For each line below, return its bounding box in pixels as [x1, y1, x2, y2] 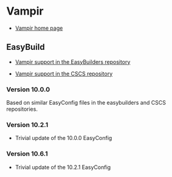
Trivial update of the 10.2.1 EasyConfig [15, 163, 111, 171]
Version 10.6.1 [6, 150, 49, 158]
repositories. [6, 105, 38, 113]
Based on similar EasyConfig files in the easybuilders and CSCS [6, 99, 166, 106]
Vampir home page [15, 24, 63, 32]
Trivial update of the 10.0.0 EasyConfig [15, 134, 112, 142]
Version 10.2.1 [6, 120, 49, 129]
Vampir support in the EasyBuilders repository [15, 58, 131, 65]
